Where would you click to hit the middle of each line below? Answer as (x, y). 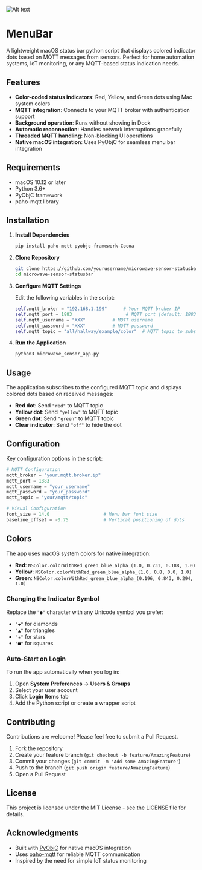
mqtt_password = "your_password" (48, 492)
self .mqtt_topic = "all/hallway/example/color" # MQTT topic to (99, 331)
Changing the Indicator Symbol (53, 599)
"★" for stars (30, 636)
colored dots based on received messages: (60, 394)
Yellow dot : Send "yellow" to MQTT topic (67, 412)
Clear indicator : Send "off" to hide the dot (68, 425)
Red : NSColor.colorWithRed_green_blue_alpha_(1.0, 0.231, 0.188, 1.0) (105, 565)
